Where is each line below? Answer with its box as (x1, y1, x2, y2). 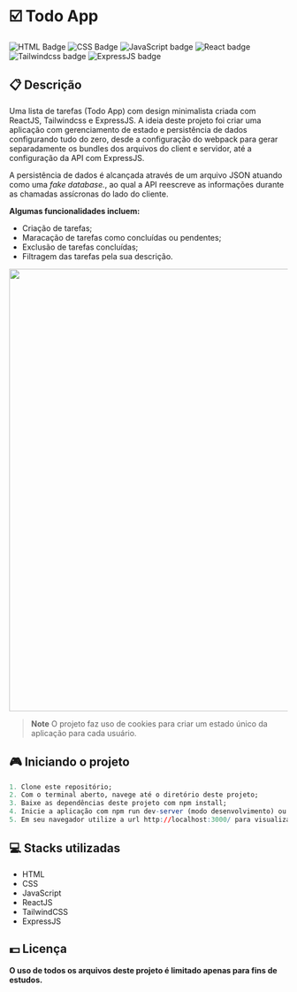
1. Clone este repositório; (9, 782, 113, 791)
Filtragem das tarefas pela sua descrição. (21, 250, 174, 261)
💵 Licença (9, 942, 68, 957)
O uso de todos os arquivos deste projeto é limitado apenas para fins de (9, 965, 278, 975)
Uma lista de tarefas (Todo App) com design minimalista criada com (9, 105, 256, 116)
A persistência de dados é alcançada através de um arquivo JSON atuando (9, 169, 283, 181)
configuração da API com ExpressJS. (9, 152, 145, 163)
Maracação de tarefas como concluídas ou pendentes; (21, 232, 222, 242)
